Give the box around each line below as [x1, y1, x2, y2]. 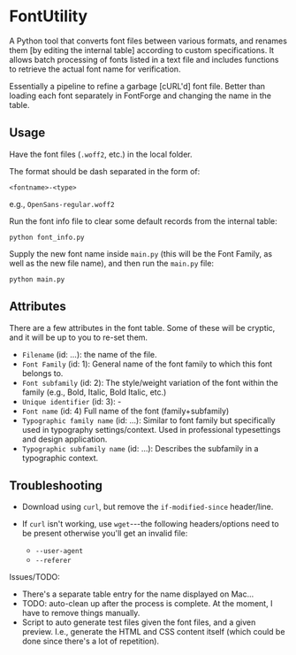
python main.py [9, 274, 65, 284]
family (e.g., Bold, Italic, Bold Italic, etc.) [21, 387, 167, 397]
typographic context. [21, 452, 99, 463]
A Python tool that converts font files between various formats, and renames [9, 35, 287, 46]
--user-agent [34, 547, 84, 556]
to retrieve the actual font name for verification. [9, 64, 181, 74]
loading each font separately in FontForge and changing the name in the [9, 90, 272, 101]
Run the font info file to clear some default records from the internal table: [9, 215, 278, 227]
